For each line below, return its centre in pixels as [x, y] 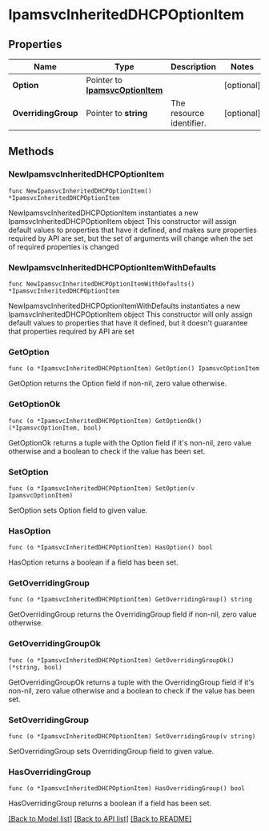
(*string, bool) [35, 667]
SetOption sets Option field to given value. [78, 510]
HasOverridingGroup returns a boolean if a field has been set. [110, 803]
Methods [31, 152]
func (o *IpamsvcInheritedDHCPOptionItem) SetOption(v [102, 488]
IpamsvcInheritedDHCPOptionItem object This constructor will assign [123, 221]
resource [188, 113]
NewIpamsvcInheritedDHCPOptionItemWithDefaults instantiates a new [124, 306]
